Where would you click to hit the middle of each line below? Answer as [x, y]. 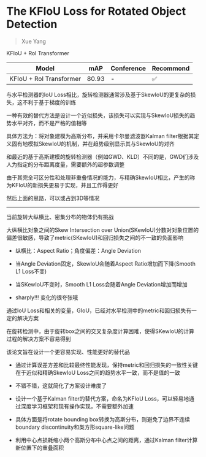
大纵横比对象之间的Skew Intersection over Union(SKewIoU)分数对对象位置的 [103, 230]
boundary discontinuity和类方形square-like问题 [75, 427]
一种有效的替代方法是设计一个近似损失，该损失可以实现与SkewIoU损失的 [98, 115]
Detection [32, 24]
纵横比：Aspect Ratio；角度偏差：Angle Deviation [78, 250]
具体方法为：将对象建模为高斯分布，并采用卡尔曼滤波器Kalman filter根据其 [100, 136]
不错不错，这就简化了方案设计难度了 [61, 385]
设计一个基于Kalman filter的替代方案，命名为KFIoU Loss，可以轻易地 [102, 398]
